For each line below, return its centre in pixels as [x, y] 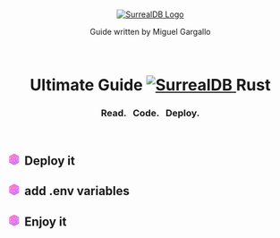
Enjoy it [46, 221]
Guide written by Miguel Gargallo [150, 32]
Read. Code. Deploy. [150, 114]
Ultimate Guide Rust [150, 85]
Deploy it [50, 161]
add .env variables [77, 191]
